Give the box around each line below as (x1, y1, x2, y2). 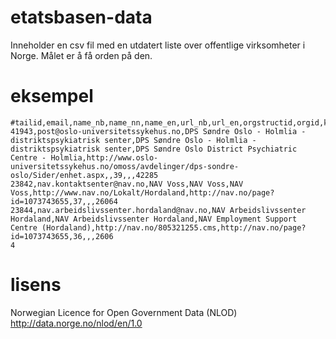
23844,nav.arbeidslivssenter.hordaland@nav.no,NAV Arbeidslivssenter (10, 205, 307, 215)
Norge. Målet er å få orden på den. (10, 49, 153, 61)
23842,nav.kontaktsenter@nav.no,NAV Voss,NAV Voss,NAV (10, 179, 244, 189)
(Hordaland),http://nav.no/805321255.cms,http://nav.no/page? (41, 222, 307, 233)
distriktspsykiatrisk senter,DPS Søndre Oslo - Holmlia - (10, 135, 257, 145)
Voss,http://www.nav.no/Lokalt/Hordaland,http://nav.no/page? (10, 187, 275, 198)
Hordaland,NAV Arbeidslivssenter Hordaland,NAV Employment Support (10, 214, 298, 224)
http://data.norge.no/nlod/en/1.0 (10, 317, 143, 329)
